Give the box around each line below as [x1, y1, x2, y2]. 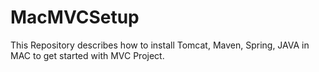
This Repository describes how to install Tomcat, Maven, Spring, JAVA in [10, 39, 310, 51]
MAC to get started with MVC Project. [10, 49, 165, 61]
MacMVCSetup [10, 6, 140, 29]
